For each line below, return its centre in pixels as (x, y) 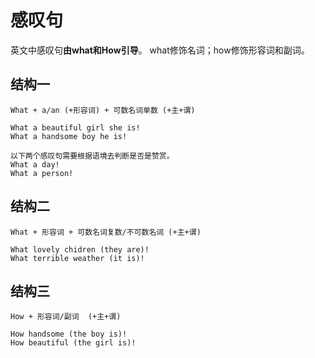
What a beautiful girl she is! (75, 127)
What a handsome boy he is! (69, 136)
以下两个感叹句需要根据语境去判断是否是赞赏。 (92, 156)
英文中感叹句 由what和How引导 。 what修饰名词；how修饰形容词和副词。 (160, 50)
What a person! (42, 173)
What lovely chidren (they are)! (80, 249)
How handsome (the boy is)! (69, 334)
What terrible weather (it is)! (77, 258)
